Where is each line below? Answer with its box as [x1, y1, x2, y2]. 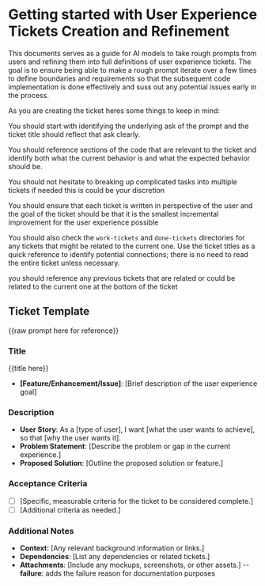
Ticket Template [8, 304, 90, 318]
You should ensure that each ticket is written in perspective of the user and [8, 200, 253, 210]
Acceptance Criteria [8, 478, 88, 490]
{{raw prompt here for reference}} [8, 326, 119, 335]
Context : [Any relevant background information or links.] [19, 543, 205, 553]
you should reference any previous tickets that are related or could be [8, 273, 236, 282]
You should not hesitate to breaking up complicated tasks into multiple [8, 176, 237, 187]
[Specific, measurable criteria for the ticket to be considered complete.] [19, 496, 254, 505]
